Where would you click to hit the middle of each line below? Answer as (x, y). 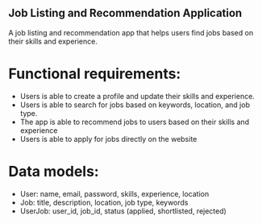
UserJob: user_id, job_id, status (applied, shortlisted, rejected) (123, 211)
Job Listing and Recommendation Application (125, 13)
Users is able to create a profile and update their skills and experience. (137, 96)
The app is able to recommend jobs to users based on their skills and (135, 122)
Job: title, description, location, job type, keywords (104, 202)
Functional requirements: (95, 74)
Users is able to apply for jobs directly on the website (108, 139)
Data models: (54, 171)
